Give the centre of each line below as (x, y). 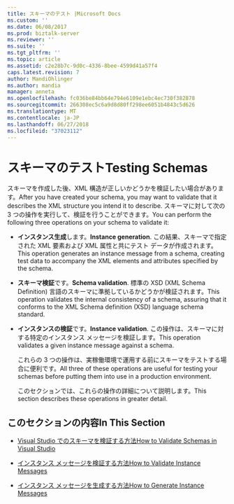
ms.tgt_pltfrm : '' (34, 53)
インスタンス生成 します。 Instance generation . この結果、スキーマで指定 (122, 237)
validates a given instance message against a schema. (96, 345)
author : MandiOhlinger (40, 79)
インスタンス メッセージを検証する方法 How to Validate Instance (109, 463)
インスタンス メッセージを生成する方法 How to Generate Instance (111, 485)
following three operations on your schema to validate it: (88, 223)
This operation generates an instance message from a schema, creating (121, 253)
